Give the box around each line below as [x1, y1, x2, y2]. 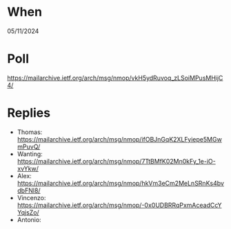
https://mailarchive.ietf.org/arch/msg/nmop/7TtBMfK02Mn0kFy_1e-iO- [17, 157, 216, 165]
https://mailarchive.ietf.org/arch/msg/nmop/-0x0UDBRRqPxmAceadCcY [17, 201, 222, 209]
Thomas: [17, 128, 43, 136]
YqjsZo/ [17, 208, 39, 217]
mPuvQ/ [17, 142, 41, 151]
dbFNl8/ [17, 186, 41, 195]
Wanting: [17, 149, 43, 158]
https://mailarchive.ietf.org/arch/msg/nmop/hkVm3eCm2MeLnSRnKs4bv [17, 179, 224, 187]
